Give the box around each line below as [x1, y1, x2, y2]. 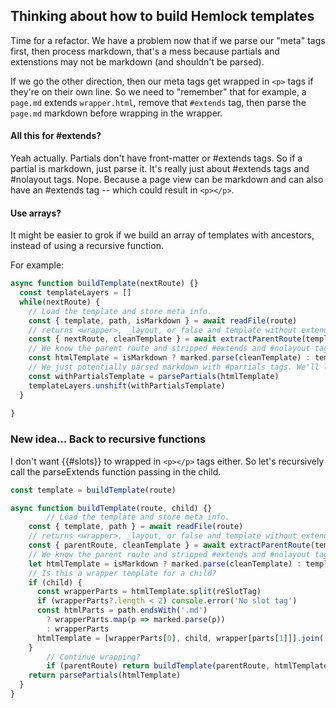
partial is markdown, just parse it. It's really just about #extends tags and [10, 163, 310, 175]
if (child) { [28, 577, 83, 588]
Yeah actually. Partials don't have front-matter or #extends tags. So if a [10, 152, 303, 164]
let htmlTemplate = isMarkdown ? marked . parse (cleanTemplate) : [28, 559, 302, 569]
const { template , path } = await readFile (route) [28, 522, 244, 532]
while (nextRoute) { [19, 297, 101, 307]
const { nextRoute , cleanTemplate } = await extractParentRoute [28, 334, 302, 344]
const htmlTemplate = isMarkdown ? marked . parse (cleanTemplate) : [28, 353, 311, 363]
